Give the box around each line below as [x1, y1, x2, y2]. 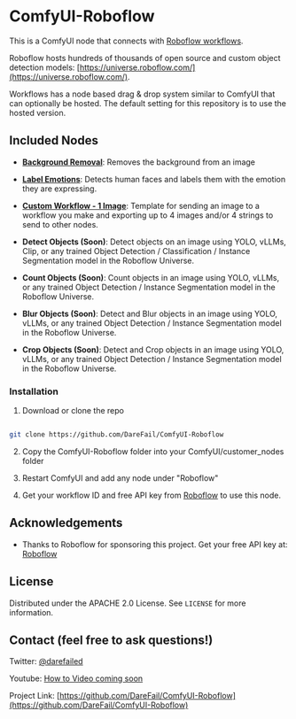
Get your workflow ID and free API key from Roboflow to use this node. [21, 490, 282, 500]
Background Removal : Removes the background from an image [21, 157, 255, 167]
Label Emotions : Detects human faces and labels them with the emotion [21, 174, 286, 184]
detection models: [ [9, 62, 81, 73]
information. [9, 607, 54, 617]
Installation [9, 385, 59, 398]
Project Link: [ [9, 691, 60, 701]
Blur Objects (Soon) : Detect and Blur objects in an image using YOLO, [21, 308, 277, 319]
